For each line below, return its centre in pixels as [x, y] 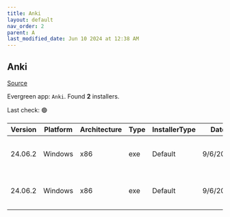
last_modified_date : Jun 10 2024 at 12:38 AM [73, 39]
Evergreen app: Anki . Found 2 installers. [63, 96]
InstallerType [174, 129]
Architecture [101, 129]
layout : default [30, 20]
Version [24, 129]
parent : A [21, 33]
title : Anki [24, 13]
